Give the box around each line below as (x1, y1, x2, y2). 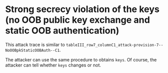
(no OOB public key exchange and (5, 14, 150, 26)
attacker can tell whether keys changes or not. (5, 62, 101, 68)
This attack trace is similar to (5, 41, 65, 47)
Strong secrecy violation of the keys (5, 4, 160, 15)
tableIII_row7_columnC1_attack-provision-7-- (66, 42, 163, 47)
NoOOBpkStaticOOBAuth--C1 (5, 48, 60, 53)
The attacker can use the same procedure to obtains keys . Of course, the (5, 56, 157, 62)
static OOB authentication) (5, 25, 120, 36)
